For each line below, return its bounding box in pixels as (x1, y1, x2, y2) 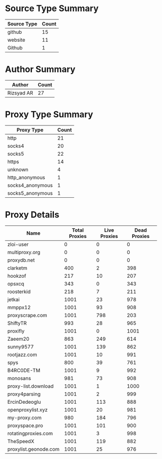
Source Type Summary (5, 3, 99, 14)
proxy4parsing (7, 391, 41, 397)
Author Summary (5, 64, 76, 75)
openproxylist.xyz (7, 406, 48, 413)
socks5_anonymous (7, 190, 53, 196)
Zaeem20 (7, 335, 30, 342)
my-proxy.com (7, 414, 42, 421)
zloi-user (7, 241, 29, 248)
